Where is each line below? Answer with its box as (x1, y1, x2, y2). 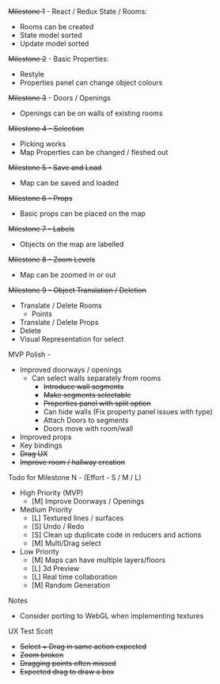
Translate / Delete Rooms (19, 300, 103, 310)
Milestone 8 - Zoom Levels (8, 255, 96, 264)
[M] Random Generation (31, 580, 111, 590)
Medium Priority (19, 505, 73, 514)
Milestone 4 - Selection (8, 124, 85, 133)
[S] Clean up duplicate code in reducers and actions (31, 530, 202, 539)
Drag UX (19, 449, 48, 458)
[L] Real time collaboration (31, 573, 118, 581)
